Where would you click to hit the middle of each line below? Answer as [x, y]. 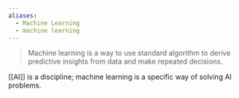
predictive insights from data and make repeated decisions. [125, 61]
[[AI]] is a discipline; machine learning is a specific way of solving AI [120, 77]
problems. [25, 85]
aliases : [23, 16]
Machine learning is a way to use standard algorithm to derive [129, 53]
